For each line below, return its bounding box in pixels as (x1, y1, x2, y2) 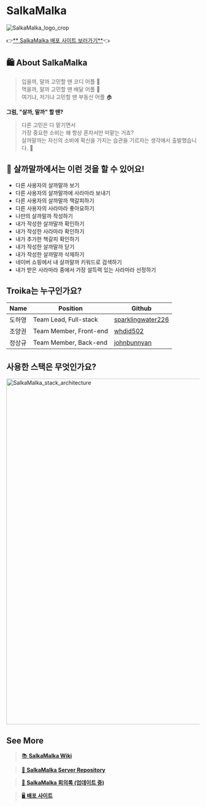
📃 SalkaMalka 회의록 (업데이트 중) (21, 779, 105, 786)
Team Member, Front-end (32, 327, 109, 336)
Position (58, 304, 83, 313)
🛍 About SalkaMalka (6, 58, 88, 68)
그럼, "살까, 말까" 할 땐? (6, 108, 64, 116)
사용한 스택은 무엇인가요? (6, 361, 97, 372)
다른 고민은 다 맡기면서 (21, 121, 76, 128)
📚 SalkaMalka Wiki (21, 752, 72, 759)
